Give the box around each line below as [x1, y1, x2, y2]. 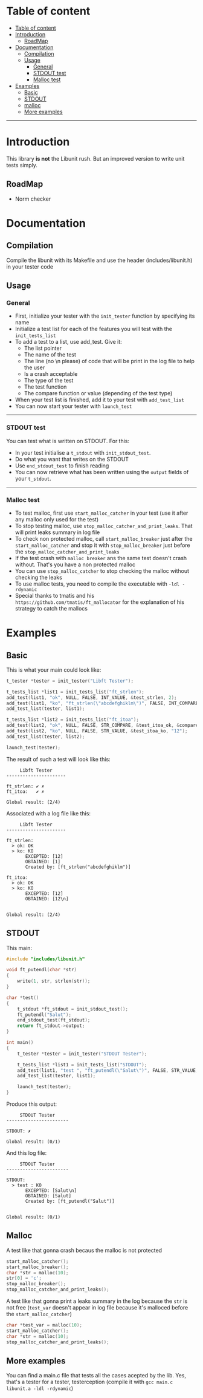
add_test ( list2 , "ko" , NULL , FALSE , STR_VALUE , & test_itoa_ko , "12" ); [6, 728, 188, 734]
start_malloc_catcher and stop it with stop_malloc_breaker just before [14, 541, 190, 549]
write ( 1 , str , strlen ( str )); [17, 978, 91, 985]
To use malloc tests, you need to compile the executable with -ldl [14, 580, 180, 587]
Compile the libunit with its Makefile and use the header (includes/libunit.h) [6, 256, 193, 264]
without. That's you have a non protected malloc [14, 561, 136, 568]
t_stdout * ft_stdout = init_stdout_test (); [17, 1006, 129, 1012]
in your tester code [6, 263, 54, 270]
